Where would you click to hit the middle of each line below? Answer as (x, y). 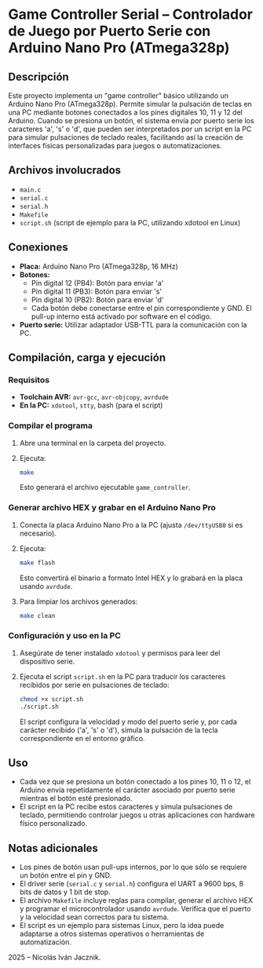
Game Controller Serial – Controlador (131, 15)
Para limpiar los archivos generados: (79, 601)
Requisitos (29, 380)
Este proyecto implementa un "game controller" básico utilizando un (119, 95)
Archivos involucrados (65, 170)
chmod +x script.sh (51, 699)
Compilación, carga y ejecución (87, 358)
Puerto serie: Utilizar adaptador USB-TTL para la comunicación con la (133, 324)
